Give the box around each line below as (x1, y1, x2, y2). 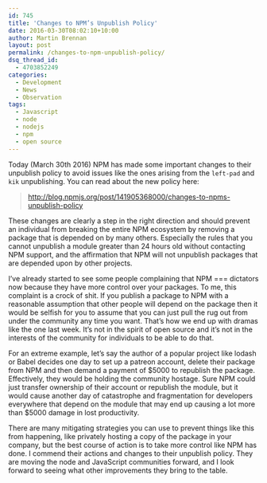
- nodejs (15, 123, 44, 131)
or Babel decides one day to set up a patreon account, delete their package (8, 356, 256, 367)
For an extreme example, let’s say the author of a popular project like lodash (8, 348, 257, 358)
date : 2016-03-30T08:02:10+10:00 (8, 26, 119, 34)
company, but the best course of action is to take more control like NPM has (8, 440, 257, 450)
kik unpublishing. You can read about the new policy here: (8, 176, 200, 186)
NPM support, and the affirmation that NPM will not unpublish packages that (8, 249, 258, 259)
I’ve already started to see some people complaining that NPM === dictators (8, 273, 259, 283)
